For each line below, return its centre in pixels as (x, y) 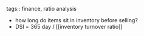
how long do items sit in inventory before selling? (76, 20)
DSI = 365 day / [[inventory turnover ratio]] (69, 27)
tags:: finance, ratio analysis (42, 9)
